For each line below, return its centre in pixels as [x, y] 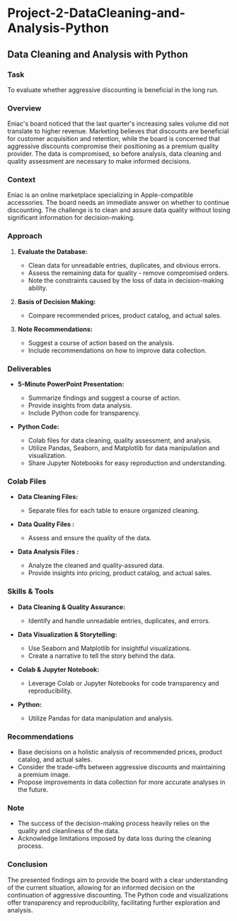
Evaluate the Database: [53, 251]
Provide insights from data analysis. [80, 406]
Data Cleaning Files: [48, 497]
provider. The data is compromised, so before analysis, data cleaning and [114, 154]
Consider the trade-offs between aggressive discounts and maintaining [121, 766]
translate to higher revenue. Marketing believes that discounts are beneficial [118, 131]
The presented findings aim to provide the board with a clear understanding [118, 880]
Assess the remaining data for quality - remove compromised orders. [129, 273]
